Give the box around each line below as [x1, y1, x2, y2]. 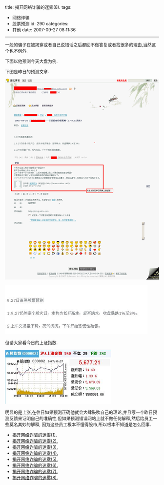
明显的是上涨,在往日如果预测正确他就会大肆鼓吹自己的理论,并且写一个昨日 [5, 409, 153, 415]
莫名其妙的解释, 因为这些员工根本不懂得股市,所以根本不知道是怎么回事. [9, 422, 151, 427]
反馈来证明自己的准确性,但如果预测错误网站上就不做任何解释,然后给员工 [9, 416, 153, 422]
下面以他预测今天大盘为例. [5, 58, 58, 64]
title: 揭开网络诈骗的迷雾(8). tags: [5, 4, 72, 10]
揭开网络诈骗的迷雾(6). [12, 463, 58, 468]
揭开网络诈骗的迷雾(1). [12, 432, 57, 438]
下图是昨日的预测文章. [5, 69, 50, 74]
